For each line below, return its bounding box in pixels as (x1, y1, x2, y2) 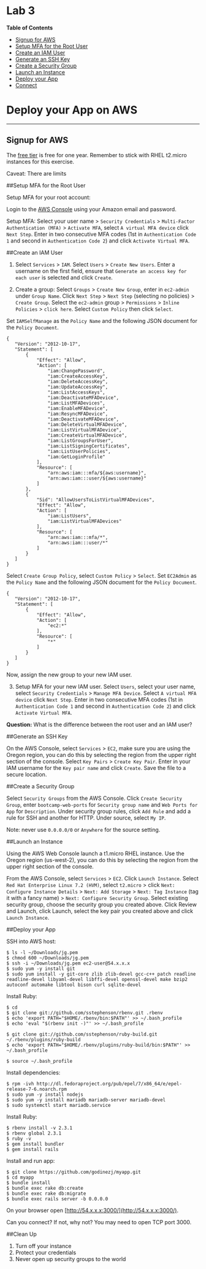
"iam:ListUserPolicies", (47, 448, 112, 454)
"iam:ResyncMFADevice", (47, 411, 109, 417)
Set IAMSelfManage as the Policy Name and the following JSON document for (6, 317, 197, 324)
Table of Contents (6, 24, 53, 31)
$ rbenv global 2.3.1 (6, 1130, 62, 1136)
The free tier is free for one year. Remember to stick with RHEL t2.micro (6, 151, 187, 158)
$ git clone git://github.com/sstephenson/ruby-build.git (6, 1031, 158, 1038)
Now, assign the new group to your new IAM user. (6, 670, 132, 678)
